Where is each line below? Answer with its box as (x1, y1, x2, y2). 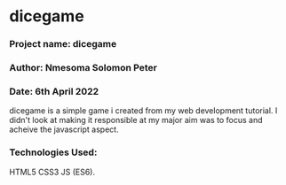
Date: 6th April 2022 (9, 85, 99, 97)
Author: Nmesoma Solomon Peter (9, 62, 157, 74)
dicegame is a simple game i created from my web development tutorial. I (9, 105, 278, 116)
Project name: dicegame (9, 38, 117, 50)
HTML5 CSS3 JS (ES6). (9, 166, 96, 177)
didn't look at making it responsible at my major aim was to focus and (9, 115, 263, 126)
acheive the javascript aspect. (9, 124, 119, 135)
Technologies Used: (9, 146, 98, 158)
